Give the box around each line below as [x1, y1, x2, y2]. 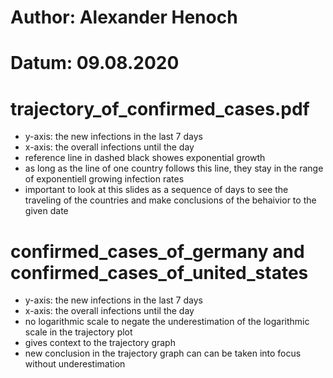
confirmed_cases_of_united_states [10, 261, 309, 284]
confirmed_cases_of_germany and [10, 240, 305, 263]
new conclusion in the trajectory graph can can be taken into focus [24, 347, 302, 360]
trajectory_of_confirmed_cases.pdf [10, 97, 310, 120]
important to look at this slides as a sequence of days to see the [24, 184, 289, 196]
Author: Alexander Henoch [10, 6, 238, 29]
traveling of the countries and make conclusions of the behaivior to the [24, 194, 317, 206]
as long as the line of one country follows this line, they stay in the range [24, 162, 324, 175]
